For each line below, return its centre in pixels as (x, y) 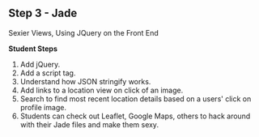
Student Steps (33, 49)
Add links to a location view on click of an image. (102, 90)
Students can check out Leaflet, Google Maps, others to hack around (135, 116)
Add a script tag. (48, 73)
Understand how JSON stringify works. (85, 81)
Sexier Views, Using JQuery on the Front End (84, 32)
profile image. (43, 107)
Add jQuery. (40, 64)
